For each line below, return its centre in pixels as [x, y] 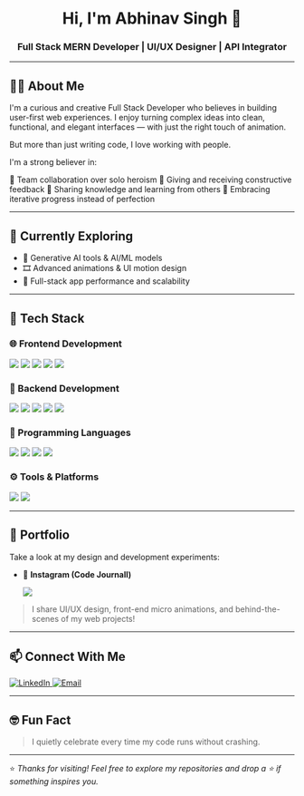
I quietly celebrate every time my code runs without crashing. [146, 742]
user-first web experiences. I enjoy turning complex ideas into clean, [137, 118]
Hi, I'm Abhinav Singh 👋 [152, 19]
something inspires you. [54, 781]
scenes [45, 618]
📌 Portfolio [40, 535]
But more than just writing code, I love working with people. [120, 145]
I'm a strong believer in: [53, 162]
